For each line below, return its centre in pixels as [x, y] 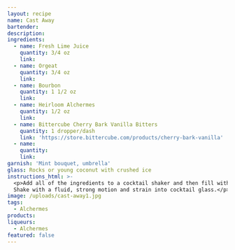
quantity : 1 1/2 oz [48, 92]
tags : [15, 203]
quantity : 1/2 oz [45, 111]
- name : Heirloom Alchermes [55, 105]
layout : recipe [29, 14]
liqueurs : [22, 222]
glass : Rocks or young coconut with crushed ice [79, 170]
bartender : [23, 27]
